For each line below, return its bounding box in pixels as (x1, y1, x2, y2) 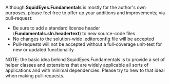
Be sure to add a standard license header (12, 25, 100, 31)
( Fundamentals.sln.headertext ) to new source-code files (12, 31, 136, 36)
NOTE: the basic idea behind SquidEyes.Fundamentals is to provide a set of (5, 57, 165, 63)
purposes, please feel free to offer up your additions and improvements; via (5, 10, 165, 16)
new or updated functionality (12, 47, 74, 52)
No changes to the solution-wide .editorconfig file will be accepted (12, 36, 154, 42)
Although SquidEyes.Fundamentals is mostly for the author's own (5, 5, 146, 10)
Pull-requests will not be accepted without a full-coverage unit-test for (12, 41, 162, 47)
